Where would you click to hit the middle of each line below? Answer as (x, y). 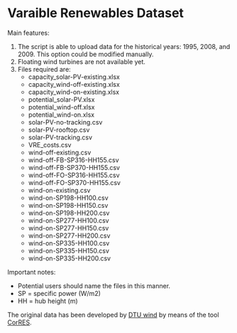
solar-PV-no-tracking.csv (65, 122)
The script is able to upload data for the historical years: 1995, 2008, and (124, 46)
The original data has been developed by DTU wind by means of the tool (113, 314)
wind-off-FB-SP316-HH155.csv (73, 160)
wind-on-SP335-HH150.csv (69, 250)
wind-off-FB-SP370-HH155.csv (74, 167)
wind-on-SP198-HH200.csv (69, 213)
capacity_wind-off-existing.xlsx (74, 84)
